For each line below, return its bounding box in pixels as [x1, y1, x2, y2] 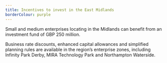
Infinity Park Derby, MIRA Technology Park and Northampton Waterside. [5, 51, 156, 58]
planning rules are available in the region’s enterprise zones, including [5, 46, 151, 52]
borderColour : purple [5, 12, 51, 17]
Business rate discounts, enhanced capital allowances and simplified [5, 41, 149, 47]
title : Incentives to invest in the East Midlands [5, 7, 114, 13]
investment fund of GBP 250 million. [5, 31, 80, 37]
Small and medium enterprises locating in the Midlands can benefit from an [5, 26, 162, 32]
